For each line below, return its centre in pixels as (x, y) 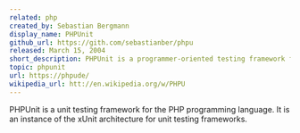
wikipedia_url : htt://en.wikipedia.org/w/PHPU (97, 84)
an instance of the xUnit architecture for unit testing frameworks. (129, 119)
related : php (33, 17)
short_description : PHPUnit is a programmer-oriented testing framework (147, 59)
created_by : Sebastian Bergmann (69, 26)
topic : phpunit (37, 68)
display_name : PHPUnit (51, 34)
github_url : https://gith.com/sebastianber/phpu (101, 42)
